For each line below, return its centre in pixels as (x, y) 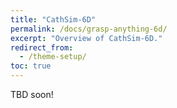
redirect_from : (42, 47)
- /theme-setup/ (53, 57)
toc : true (31, 66)
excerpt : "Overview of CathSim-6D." (86, 38)
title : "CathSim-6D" (53, 19)
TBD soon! (32, 94)
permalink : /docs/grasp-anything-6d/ (89, 29)
